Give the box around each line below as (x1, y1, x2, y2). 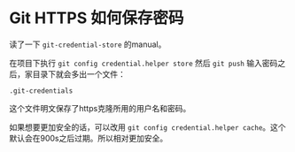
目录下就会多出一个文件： (32, 68, 126, 80)
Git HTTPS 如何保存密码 (9, 8, 184, 28)
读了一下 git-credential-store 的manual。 (9, 39, 167, 49)
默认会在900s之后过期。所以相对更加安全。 (9, 133, 168, 143)
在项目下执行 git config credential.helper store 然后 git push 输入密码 (9, 57, 278, 68)
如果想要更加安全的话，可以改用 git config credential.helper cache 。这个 (9, 121, 286, 133)
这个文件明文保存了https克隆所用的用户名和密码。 (9, 103, 191, 113)
